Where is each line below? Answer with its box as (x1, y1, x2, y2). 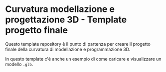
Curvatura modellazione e (5, 3, 115, 15)
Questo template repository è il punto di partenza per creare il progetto (5, 41, 151, 47)
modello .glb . (5, 61, 33, 67)
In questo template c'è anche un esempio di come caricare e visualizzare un (5, 56, 162, 62)
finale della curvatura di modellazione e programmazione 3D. (5, 46, 131, 52)
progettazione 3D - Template (5, 14, 127, 25)
